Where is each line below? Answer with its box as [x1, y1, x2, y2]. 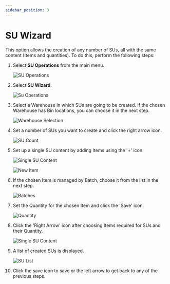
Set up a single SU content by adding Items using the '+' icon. [12, 147, 144, 153]
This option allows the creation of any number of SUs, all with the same [5, 47, 157, 53]
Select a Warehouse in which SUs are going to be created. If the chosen [12, 102, 165, 108]
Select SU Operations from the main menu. [12, 62, 104, 68]
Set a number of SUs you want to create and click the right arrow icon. [12, 127, 162, 134]
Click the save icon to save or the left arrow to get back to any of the [12, 268, 158, 274]
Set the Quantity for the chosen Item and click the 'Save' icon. [12, 202, 144, 209]
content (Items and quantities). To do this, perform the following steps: [5, 52, 155, 58]
